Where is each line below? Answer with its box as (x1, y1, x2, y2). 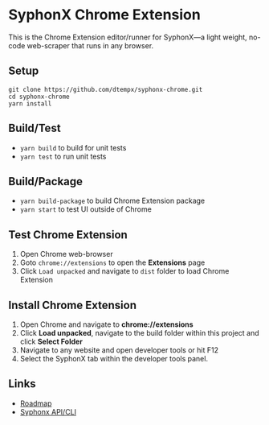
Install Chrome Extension (8, 298, 137, 312)
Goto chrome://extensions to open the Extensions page (19, 258, 206, 267)
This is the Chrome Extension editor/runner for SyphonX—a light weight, (8, 32, 247, 42)
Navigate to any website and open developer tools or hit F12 (19, 345, 219, 355)
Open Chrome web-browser (19, 250, 114, 259)
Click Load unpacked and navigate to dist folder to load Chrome (19, 266, 230, 276)
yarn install (8, 99, 52, 108)
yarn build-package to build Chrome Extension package (19, 196, 206, 206)
